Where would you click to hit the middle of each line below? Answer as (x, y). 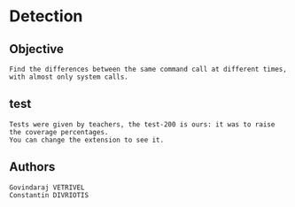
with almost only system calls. (69, 77)
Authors (32, 167)
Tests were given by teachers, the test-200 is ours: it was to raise (142, 124)
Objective (37, 49)
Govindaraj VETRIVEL (47, 188)
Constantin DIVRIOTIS (49, 195)
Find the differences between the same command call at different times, (148, 69)
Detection (46, 16)
